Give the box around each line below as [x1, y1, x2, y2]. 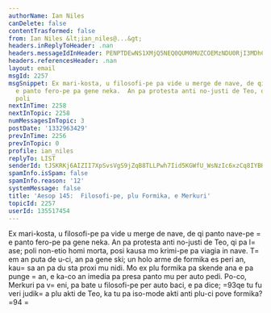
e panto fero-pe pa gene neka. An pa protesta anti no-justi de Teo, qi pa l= [8, 237, 256, 247]
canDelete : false [8, 19, 67, 27]
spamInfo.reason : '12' [8, 177, 85, 186]
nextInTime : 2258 [8, 102, 67, 110]
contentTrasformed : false [8, 27, 95, 35]
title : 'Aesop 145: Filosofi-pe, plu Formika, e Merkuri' [8, 191, 211, 200]
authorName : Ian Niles [8, 11, 85, 20]
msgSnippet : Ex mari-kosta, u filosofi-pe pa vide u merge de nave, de [8, 79, 254, 87]
